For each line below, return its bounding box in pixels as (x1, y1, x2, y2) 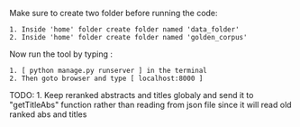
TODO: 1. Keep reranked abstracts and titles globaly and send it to (9, 90, 254, 100)
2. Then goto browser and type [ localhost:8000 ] (9, 74, 204, 83)
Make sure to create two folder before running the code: (9, 8, 218, 18)
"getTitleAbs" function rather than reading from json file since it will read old (9, 99, 292, 110)
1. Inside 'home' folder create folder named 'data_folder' (9, 25, 241, 34)
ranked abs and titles (9, 109, 87, 120)
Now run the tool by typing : (9, 49, 113, 59)
